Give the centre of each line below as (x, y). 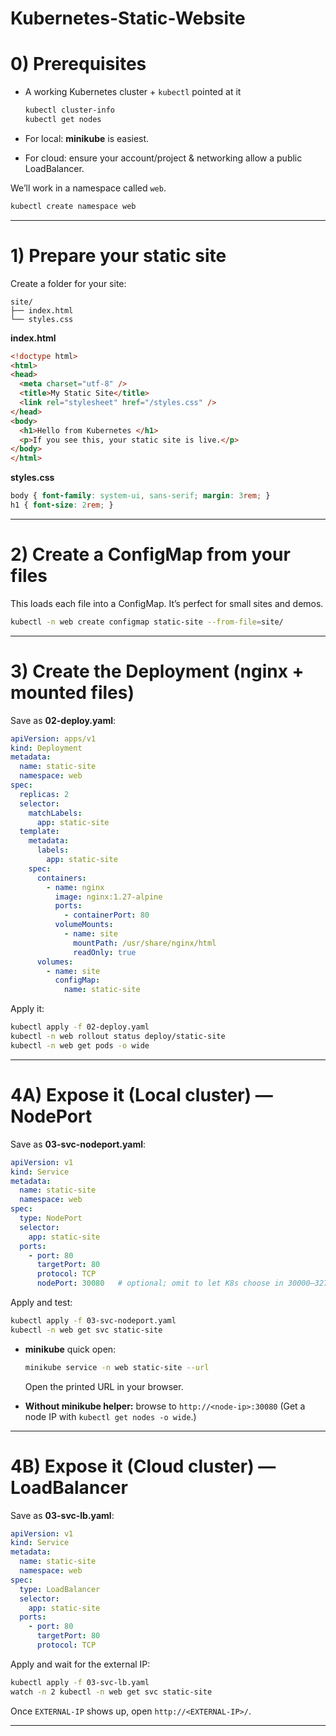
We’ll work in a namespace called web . (88, 188)
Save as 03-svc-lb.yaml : (62, 1515)
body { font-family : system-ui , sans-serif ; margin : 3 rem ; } (140, 496)
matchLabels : (55, 813)
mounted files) (72, 692)
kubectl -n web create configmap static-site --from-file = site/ (147, 622)
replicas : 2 (44, 794)
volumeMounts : (84, 925)
